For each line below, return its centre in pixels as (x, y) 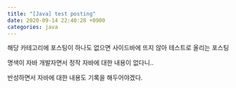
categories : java (33, 27)
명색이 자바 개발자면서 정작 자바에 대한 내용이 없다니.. (80, 63)
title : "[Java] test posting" (52, 14)
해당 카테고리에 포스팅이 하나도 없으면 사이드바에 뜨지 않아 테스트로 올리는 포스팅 (118, 48)
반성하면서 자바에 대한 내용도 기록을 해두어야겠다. (75, 77)
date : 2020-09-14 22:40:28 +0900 (56, 20)
